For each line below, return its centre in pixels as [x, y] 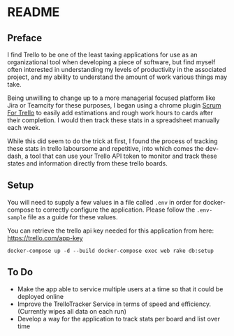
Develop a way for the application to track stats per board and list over [118, 319]
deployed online [41, 296]
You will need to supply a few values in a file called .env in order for [104, 202]
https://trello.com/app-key [45, 238]
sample [17, 217]
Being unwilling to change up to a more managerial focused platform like [111, 98]
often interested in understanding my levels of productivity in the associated [117, 70]
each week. [24, 127]
